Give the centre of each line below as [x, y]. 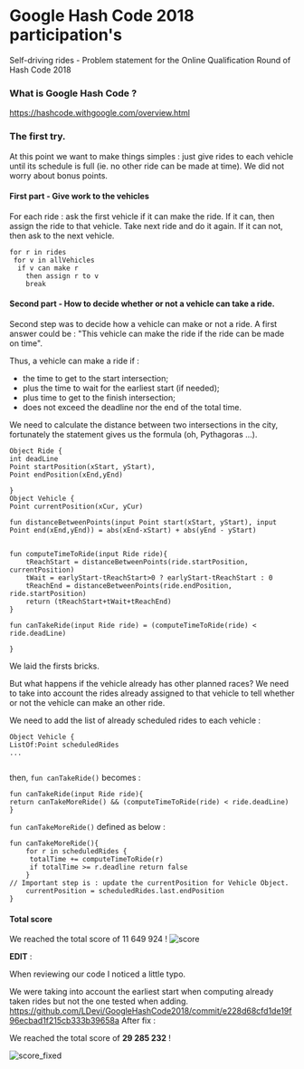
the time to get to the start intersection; [95, 378]
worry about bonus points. [59, 175]
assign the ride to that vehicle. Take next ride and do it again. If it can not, [146, 226]
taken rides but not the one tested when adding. [99, 1001]
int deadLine [34, 458]
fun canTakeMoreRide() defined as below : [87, 826]
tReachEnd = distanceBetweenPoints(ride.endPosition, [129, 585]
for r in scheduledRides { [76, 851]
